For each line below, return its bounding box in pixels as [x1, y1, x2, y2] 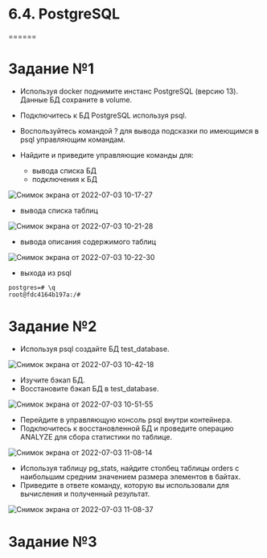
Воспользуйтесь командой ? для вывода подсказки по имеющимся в [19, 126, 259, 135]
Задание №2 [8, 317, 97, 336]
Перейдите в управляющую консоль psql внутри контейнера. [19, 415, 232, 424]
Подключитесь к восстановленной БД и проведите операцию [19, 424, 235, 433]
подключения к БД [31, 174, 98, 184]
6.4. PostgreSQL [8, 5, 121, 23]
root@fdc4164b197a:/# [8, 291, 81, 299]
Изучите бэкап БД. [19, 375, 86, 385]
